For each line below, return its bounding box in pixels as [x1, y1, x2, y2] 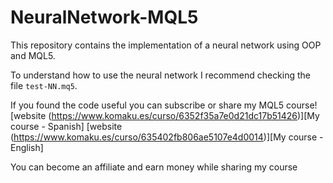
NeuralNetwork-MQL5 [10, 6, 199, 29]
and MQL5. [10, 49, 56, 61]
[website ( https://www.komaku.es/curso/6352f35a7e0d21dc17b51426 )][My [10, 109, 320, 121]
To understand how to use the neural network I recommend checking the [10, 69, 312, 81]
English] [10, 141, 44, 153]
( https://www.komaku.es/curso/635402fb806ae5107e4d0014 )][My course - [10, 131, 324, 143]
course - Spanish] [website [10, 120, 123, 132]
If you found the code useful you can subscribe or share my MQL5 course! [10, 99, 318, 111]
